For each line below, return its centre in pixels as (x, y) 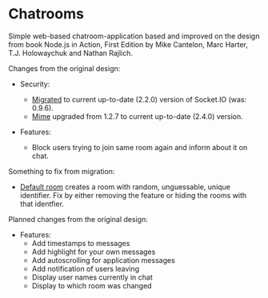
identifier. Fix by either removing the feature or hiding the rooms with (133, 195)
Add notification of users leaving (86, 268)
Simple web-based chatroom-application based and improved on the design (134, 36)
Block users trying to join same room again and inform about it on (140, 147)
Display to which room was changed (92, 285)
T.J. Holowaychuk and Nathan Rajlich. (71, 53)
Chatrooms (46, 14)
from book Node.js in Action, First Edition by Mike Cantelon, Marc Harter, (128, 44)
